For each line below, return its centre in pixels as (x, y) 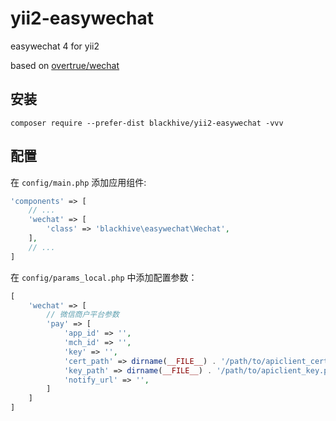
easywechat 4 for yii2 (55, 46)
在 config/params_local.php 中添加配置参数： (104, 277)
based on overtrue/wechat (65, 65)
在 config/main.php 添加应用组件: (78, 182)
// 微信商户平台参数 (83, 315)
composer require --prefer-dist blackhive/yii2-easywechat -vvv (147, 123)
